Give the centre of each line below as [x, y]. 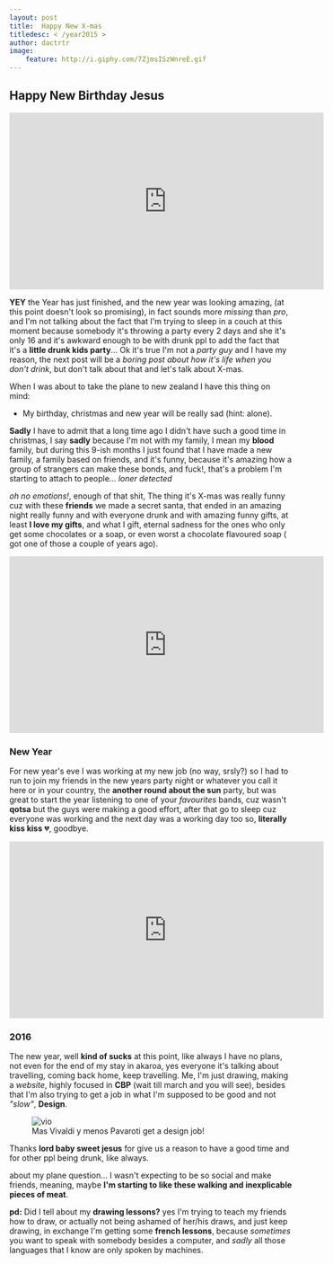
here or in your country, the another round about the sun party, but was [143, 791]
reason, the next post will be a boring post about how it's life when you [140, 359]
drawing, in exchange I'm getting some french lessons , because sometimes [150, 1231]
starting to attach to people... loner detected [91, 478]
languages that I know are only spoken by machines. [106, 1251]
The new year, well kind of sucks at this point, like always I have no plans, [146, 1056]
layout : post [34, 18]
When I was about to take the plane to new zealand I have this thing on [140, 386]
